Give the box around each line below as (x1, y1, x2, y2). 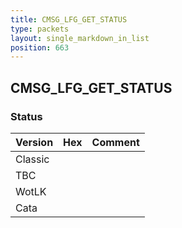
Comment (91, 135, 140, 149)
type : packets (10, 24, 70, 34)
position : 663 (10, 42, 70, 53)
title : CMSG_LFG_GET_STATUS (10, 14, 128, 25)
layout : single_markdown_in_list (10, 33, 150, 43)
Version (15, 135, 54, 149)
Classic (15, 152, 50, 166)
